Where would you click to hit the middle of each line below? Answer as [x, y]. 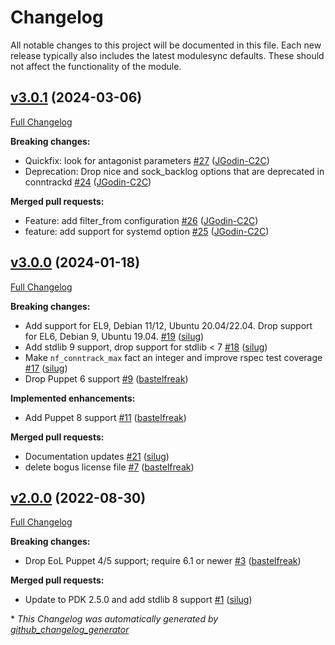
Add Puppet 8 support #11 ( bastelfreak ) [105, 417]
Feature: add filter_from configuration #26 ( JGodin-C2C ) [141, 220]
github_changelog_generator [70, 630]
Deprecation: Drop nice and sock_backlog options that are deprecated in [174, 171]
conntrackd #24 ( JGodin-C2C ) [88, 182]
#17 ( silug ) [46, 368]
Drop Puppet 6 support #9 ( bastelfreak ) [106, 378]
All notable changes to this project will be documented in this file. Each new [166, 45]
